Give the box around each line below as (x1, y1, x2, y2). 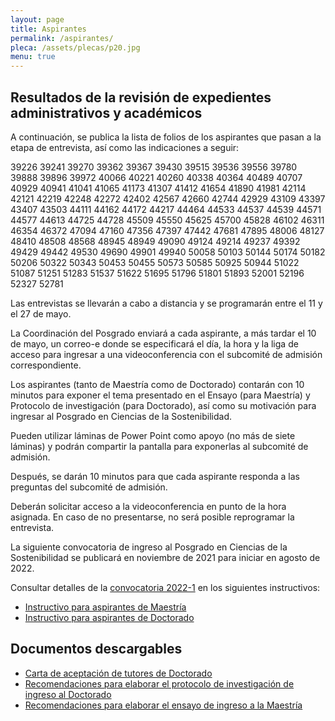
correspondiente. (10, 359, 82, 371)
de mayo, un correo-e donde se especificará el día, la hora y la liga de (10, 337, 299, 350)
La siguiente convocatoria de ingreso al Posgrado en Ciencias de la (10, 541, 288, 553)
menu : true (10, 52, 56, 62)
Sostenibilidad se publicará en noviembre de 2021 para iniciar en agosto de (10, 551, 321, 563)
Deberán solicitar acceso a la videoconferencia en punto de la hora (10, 500, 287, 512)
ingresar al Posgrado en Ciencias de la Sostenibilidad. (10, 410, 233, 422)
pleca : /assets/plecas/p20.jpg (10, 42, 141, 53)
